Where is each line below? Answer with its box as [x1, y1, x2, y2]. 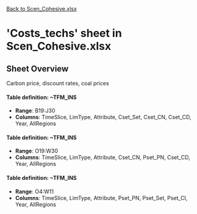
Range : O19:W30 [15, 147, 59, 154]
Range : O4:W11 [15, 188, 54, 195]
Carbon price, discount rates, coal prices [6, 80, 109, 87]
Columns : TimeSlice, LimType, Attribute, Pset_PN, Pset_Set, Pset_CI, [15, 194, 188, 201]
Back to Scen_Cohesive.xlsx [6, 5, 77, 12]
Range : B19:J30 [15, 107, 56, 114]
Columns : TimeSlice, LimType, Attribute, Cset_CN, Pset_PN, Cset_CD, [15, 154, 190, 161]
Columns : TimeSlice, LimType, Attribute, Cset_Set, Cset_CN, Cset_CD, [15, 114, 192, 121]
